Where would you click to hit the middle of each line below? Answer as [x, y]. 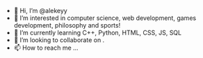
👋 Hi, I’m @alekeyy [40, 11]
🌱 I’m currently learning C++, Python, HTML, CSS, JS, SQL [98, 32]
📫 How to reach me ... [46, 48]
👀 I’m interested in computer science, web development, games [105, 18]
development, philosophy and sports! [67, 25]
